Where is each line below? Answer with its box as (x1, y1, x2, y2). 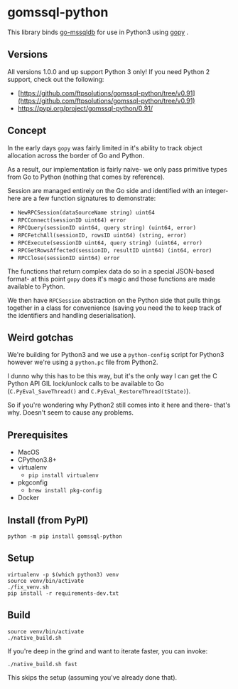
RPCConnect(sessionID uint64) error (17, 217, 126, 224)
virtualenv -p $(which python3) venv (7, 571, 119, 578)
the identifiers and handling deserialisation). (7, 311, 136, 319)
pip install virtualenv (28, 472, 99, 480)
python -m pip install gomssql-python (7, 533, 122, 540)
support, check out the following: (7, 75, 104, 83)
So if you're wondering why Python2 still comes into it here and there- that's (7, 400, 231, 410)
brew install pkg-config (28, 487, 102, 494)
